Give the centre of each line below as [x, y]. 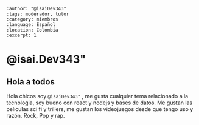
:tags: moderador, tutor [38, 14]
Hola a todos [30, 82]
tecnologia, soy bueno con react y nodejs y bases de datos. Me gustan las [100, 103]
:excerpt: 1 [21, 35]
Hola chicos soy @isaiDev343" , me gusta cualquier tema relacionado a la [97, 96]
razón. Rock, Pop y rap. [36, 116]
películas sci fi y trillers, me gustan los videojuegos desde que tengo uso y [100, 109]
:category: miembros [33, 19]
